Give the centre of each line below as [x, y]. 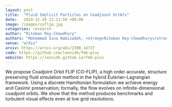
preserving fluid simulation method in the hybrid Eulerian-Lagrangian [78, 77]
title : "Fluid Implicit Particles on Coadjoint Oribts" [67, 15]
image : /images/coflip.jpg [34, 24]
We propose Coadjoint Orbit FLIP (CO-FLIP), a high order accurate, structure [86, 72]
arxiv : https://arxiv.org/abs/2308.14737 [50, 48]
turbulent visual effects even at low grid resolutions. [60, 99]
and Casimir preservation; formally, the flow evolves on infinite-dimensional [85, 88]
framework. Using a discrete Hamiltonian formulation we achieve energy [81, 83]
